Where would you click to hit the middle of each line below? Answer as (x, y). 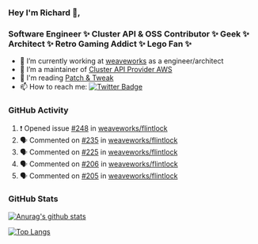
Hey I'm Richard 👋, (44, 13)
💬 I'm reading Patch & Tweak (66, 78)
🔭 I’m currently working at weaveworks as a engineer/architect (121, 61)
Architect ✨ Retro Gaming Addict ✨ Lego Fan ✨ (100, 44)
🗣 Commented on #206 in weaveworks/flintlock (99, 164)
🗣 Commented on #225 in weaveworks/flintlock (99, 152)
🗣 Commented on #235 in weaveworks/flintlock (99, 140)
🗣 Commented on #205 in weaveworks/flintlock (99, 175)
